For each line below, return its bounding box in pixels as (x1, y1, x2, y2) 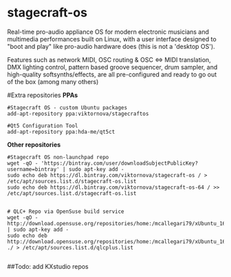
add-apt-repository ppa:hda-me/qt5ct (7, 128, 115, 135)
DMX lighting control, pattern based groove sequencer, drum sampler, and (7, 63, 218, 71)
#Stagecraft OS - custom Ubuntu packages (7, 104, 128, 111)
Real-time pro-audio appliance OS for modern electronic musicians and (7, 28, 210, 36)
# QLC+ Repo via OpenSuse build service (7, 208, 125, 215)
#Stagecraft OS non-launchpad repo (7, 154, 109, 161)
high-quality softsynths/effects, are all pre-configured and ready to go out (7, 70, 217, 79)
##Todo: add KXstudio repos (7, 262, 89, 270)
